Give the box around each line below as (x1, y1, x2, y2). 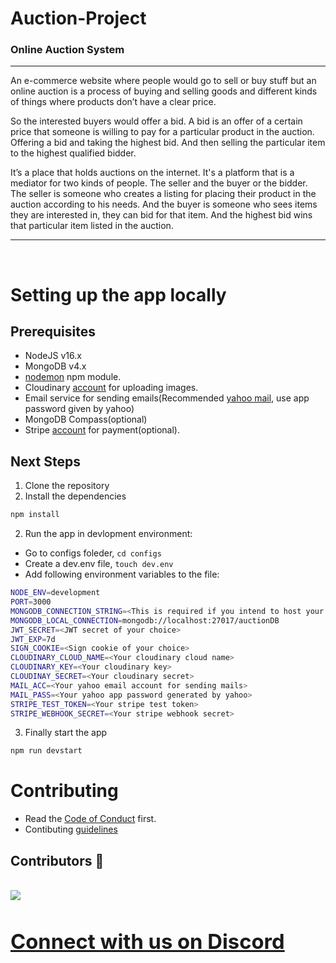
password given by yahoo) (24, 403, 135, 415)
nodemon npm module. (24, 371, 122, 383)
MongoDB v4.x (24, 360, 87, 372)
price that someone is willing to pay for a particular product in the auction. (10, 126, 315, 138)
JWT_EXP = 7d (10, 634, 56, 644)
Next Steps (10, 453, 81, 470)
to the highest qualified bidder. (10, 147, 137, 159)
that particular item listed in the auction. (10, 220, 174, 232)
